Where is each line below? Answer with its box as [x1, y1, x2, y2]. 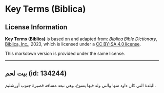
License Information [5, 23, 67, 31]
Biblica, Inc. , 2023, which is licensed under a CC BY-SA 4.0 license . [5, 41, 141, 47]
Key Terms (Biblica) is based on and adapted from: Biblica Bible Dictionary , [5, 36, 158, 42]
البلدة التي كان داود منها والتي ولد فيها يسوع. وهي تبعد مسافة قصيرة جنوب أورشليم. [5, 82, 156, 88]
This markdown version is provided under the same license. [5, 50, 125, 56]
